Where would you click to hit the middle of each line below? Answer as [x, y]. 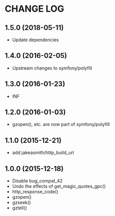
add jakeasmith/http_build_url [43, 152]
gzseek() [21, 203]
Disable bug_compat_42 [37, 181]
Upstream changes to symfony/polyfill [52, 68]
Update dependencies [35, 40]
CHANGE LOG [35, 9]
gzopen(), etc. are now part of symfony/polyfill [61, 125]
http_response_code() [35, 192]
